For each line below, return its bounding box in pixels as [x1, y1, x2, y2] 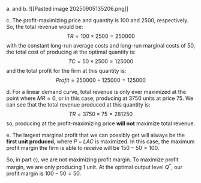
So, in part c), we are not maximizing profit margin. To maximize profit [6, 156, 179, 163]
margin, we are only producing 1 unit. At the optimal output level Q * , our [6, 163, 183, 170]
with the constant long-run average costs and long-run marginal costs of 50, [6, 42, 196, 49]
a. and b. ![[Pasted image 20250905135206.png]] [6, 5, 129, 12]
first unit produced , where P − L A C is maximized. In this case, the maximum [6, 138, 195, 145]
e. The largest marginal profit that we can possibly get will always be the [6, 132, 185, 138]
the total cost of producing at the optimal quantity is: [6, 48, 136, 55]
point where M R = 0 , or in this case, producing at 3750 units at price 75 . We [6, 95, 194, 102]
